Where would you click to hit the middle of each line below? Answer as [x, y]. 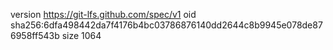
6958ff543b [35, 35]
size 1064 [81, 35]
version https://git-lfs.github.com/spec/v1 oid [103, 14]
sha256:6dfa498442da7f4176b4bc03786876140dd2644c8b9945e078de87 [166, 25]
